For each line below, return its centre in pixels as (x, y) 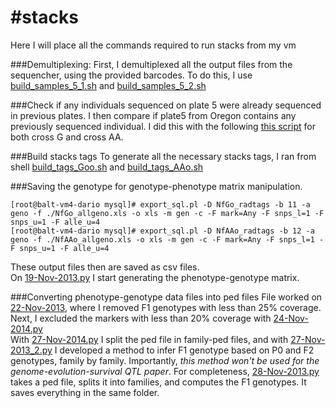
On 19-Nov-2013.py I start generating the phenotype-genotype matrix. (155, 277)
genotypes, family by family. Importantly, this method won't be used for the (165, 360)
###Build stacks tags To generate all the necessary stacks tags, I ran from (163, 156)
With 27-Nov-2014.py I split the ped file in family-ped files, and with (149, 339)
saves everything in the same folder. (85, 392)
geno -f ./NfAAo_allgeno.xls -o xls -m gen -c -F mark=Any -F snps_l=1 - (167, 239)
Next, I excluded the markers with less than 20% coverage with (141, 318)
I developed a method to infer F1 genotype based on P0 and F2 (184, 350)
